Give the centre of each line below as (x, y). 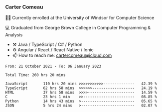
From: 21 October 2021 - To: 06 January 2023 (53, 66)
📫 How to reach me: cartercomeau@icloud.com (62, 55)
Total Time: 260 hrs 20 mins (35, 75)
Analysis (14, 35)
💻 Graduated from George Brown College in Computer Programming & (78, 28)
